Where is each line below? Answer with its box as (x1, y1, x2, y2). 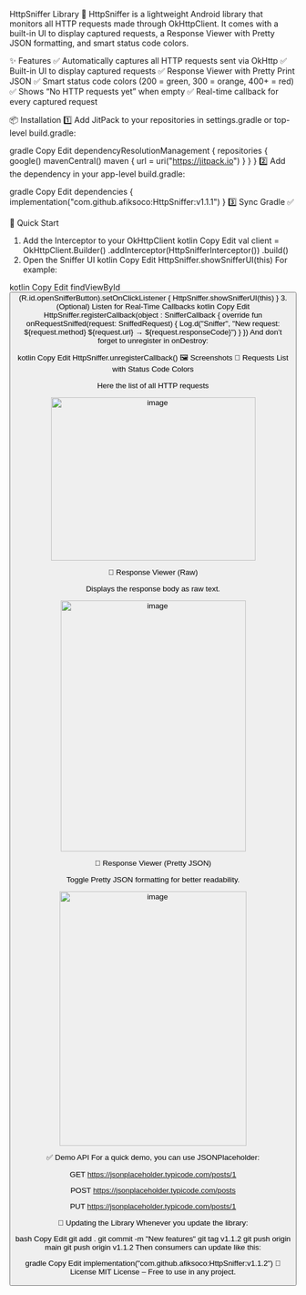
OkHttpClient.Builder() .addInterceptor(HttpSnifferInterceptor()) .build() (22, 245, 289, 255)
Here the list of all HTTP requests (97, 381, 209, 391)
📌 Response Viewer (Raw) (107, 567, 199, 577)
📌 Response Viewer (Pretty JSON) (94, 859, 212, 869)
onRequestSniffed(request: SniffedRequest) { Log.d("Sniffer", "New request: (25, 319, 280, 328)
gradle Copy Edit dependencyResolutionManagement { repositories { (9, 146, 269, 156)
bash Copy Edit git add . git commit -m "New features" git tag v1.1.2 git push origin (15, 1234, 291, 1243)
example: (22, 264, 57, 275)
